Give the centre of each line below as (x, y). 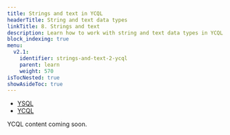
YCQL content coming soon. (47, 124)
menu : (15, 45)
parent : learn (40, 65)
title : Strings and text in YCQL (55, 13)
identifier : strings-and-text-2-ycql (74, 59)
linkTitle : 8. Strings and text (53, 26)
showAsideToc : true (35, 84)
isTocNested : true (33, 77)
